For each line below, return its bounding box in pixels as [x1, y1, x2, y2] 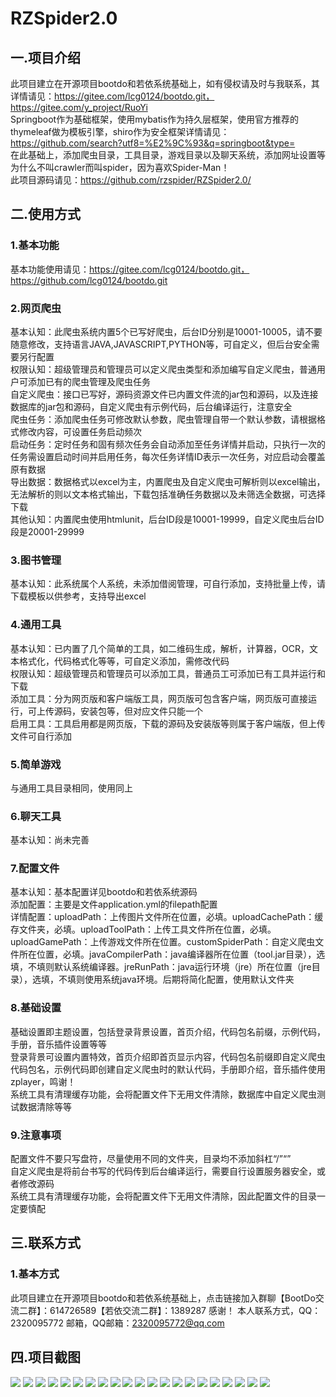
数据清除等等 [18, 1100, 72, 1112]
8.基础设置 [10, 1001, 62, 1015]
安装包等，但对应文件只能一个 [79, 705, 203, 717]
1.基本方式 [10, 1267, 60, 1281]
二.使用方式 [10, 206, 82, 223]
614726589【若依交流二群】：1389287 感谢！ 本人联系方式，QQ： [49, 1304, 322, 1316]
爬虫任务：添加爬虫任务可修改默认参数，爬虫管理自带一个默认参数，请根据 [10, 413, 317, 425]
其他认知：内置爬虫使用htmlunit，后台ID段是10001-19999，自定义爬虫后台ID [10, 513, 325, 525]
